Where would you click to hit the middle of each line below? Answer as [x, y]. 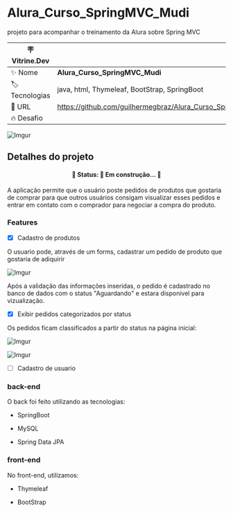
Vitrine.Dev [31, 60]
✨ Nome [24, 72]
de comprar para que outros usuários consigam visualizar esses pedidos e [114, 197]
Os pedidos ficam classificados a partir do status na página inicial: [102, 328]
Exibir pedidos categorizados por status [74, 314]
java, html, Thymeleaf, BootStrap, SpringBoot [130, 89]
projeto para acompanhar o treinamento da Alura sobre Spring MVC [104, 32]
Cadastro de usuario [46, 368]
